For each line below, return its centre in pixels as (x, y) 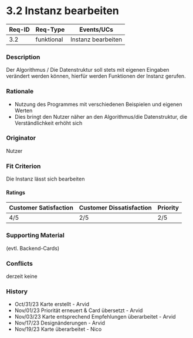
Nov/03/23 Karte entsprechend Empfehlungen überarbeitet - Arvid (95, 317)
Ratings (16, 192)
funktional (49, 39)
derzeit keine (22, 276)
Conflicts (20, 263)
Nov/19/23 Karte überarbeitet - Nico (58, 329)
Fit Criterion (23, 166)
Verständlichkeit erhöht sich (48, 123)
